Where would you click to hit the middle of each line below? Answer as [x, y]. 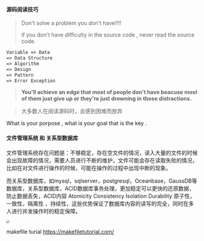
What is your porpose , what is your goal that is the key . [77, 123]
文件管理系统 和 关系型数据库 [42, 138]
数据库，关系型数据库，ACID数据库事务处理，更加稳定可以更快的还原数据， [100, 188]
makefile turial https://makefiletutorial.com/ [60, 231]
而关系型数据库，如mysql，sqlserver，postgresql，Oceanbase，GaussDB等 [102, 181]
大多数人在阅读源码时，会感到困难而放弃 [72, 111]
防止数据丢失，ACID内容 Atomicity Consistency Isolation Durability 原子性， [101, 196]
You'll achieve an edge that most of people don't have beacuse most [109, 92]
